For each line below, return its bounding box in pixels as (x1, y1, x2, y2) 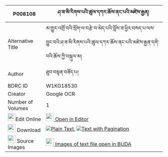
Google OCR (45, 91, 75, 97)
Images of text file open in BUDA (54, 141, 131, 148)
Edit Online (15, 116, 41, 123)
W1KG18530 (45, 82, 77, 89)
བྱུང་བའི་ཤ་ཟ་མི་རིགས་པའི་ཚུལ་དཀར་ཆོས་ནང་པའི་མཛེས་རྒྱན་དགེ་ (45, 39, 159, 45)
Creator (7, 91, 26, 97)
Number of (7, 99, 33, 105)
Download (16, 127, 41, 134)
